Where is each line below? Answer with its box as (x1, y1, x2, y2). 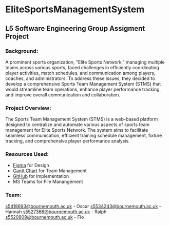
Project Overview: (5, 104, 51, 111)
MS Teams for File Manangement (12, 178, 83, 185)
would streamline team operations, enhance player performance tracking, (5, 86, 161, 92)
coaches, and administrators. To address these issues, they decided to (5, 75, 155, 81)
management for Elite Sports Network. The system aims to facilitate (5, 127, 148, 133)
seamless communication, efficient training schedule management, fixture (5, 132, 162, 139)
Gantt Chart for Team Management (12, 168, 87, 174)
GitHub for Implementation (12, 173, 69, 179)
